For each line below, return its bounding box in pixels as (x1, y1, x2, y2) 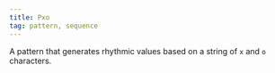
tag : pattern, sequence (9, 21, 99, 30)
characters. (9, 55, 52, 66)
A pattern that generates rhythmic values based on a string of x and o (9, 45, 267, 56)
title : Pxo (9, 12, 50, 22)
